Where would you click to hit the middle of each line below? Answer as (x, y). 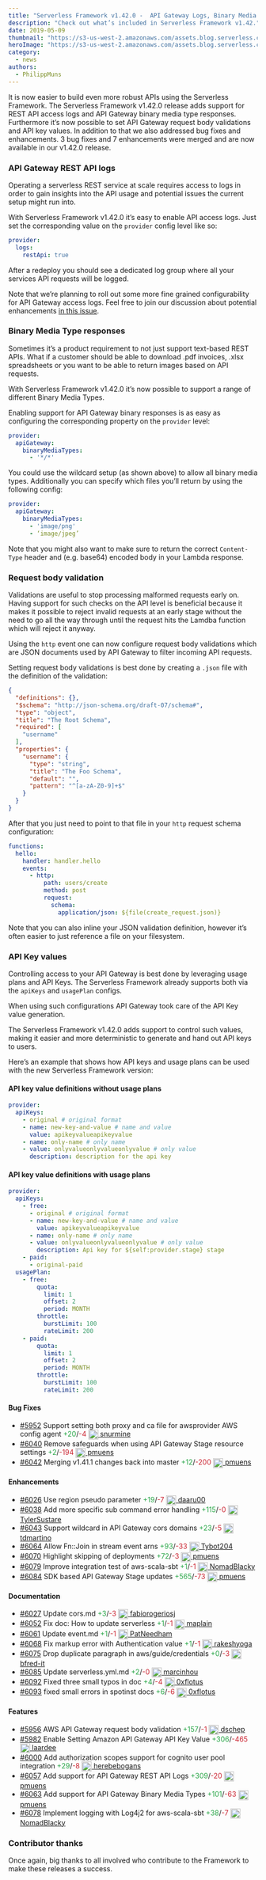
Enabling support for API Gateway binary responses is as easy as (114, 412)
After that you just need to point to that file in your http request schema (125, 823)
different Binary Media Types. (57, 397)
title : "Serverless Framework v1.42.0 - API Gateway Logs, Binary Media (133, 15)
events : (35, 868)
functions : (26, 846)
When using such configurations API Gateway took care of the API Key (123, 1005)
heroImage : (26, 45)
